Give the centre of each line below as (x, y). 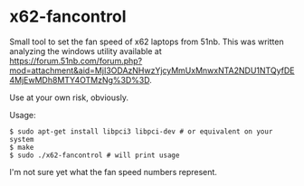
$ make (22, 147)
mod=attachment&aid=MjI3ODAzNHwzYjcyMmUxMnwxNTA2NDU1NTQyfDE (152, 70)
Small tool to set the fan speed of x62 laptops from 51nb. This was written (147, 42)
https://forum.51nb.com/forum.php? (76, 60)
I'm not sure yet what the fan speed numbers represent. (113, 172)
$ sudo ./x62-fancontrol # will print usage (95, 155)
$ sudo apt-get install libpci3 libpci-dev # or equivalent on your (141, 131)
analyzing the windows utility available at (85, 51)
